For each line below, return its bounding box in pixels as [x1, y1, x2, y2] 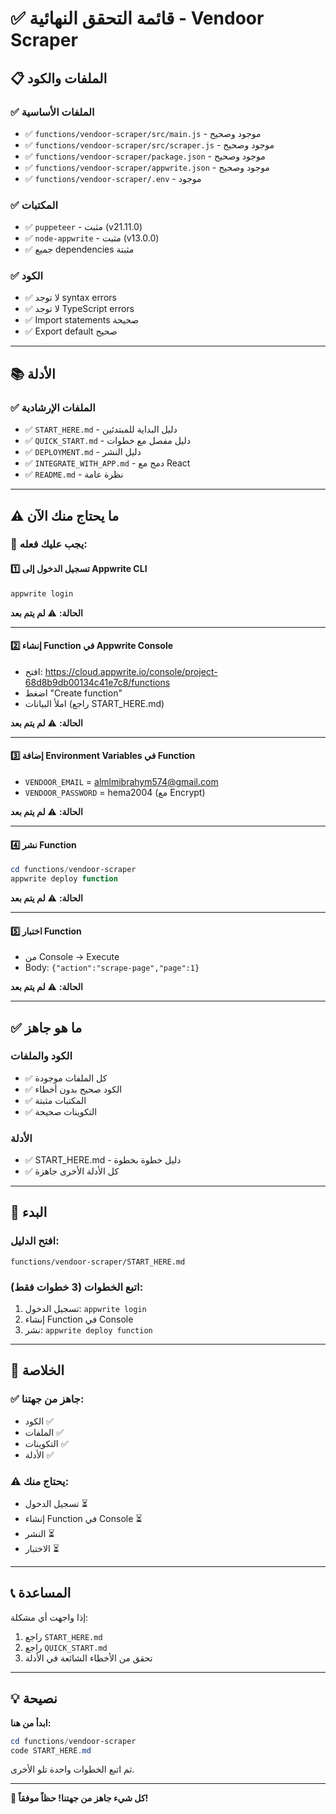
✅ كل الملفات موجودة [24, 1072, 108, 1084]
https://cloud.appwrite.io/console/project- [44, 665, 218, 677]
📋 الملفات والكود [10, 70, 108, 87]
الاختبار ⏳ [24, 1543, 60, 1555]
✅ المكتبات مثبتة [24, 1094, 87, 1106]
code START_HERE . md [10, 1745, 92, 1756]
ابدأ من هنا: [10, 1717, 52, 1729]
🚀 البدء [10, 1204, 48, 1221]
